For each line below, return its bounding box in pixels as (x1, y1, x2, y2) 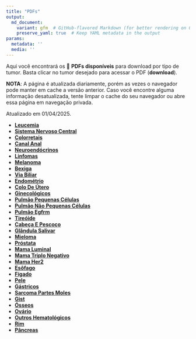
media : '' (11, 47, 35, 53)
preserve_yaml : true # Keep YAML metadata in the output (16, 30, 160, 36)
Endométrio (14, 177, 44, 184)
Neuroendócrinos (14, 146, 58, 153)
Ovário (14, 307, 32, 314)
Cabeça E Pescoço (14, 220, 61, 228)
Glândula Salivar (14, 227, 55, 234)
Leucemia (14, 121, 40, 129)
